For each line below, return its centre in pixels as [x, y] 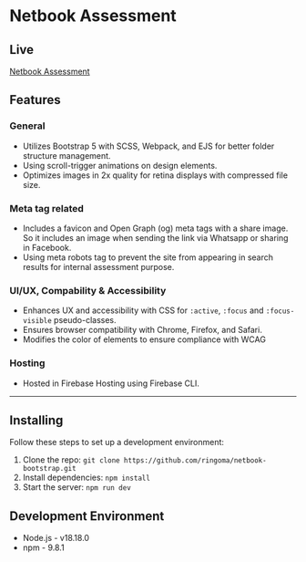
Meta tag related [47, 208]
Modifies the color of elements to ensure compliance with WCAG [144, 339]
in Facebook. [47, 247]
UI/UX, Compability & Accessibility [88, 290]
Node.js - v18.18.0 [56, 538]
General [27, 126]
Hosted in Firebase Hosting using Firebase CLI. [111, 383]
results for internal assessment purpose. [98, 266]
